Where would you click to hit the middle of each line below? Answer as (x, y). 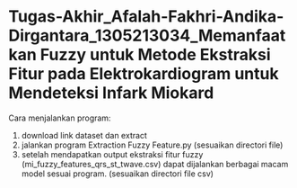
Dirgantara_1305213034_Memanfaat (147, 36)
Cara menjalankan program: (60, 118)
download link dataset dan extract (84, 135)
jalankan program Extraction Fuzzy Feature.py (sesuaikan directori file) (152, 145)
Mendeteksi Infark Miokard (111, 93)
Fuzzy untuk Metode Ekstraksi (155, 55)
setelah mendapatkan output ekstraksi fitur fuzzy (112, 154)
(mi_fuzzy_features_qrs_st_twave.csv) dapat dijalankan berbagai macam (155, 164)
